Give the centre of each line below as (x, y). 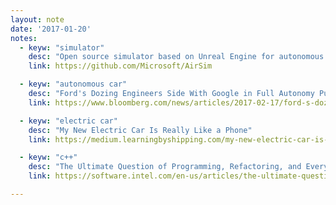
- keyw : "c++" (48, 157)
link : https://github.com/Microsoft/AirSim (120, 66)
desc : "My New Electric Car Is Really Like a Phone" (140, 130)
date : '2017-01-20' (51, 29)
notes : (24, 38)
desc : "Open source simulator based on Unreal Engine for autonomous (176, 57)
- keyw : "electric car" (68, 121)
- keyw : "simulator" (62, 47)
